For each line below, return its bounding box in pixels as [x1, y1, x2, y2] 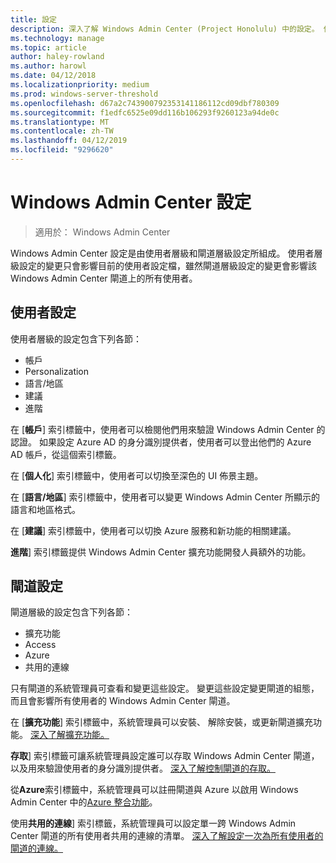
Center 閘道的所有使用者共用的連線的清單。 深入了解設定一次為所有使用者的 [10, 830, 324, 842]
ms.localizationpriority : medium [10, 80, 150, 90]
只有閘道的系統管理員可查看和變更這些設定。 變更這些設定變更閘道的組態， [10, 682, 320, 695]
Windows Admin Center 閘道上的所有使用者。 [10, 272, 198, 284]
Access [24, 639, 57, 651]
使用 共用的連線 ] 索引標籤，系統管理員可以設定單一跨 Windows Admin [10, 817, 297, 830]
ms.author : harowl [10, 61, 87, 71]
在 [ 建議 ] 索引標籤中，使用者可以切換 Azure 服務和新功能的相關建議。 [10, 524, 297, 536]
